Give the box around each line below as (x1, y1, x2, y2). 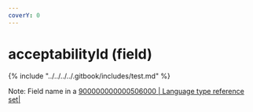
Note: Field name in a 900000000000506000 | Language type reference (8, 86, 245, 96)
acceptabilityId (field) (8, 45, 153, 63)
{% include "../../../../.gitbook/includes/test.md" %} (8, 71, 171, 81)
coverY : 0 (8, 11, 41, 20)
